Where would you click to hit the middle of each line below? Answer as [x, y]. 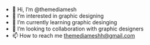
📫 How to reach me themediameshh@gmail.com [73, 36]
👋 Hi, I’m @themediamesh [44, 9]
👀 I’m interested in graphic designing [58, 16]
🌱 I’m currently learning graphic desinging [64, 22]
